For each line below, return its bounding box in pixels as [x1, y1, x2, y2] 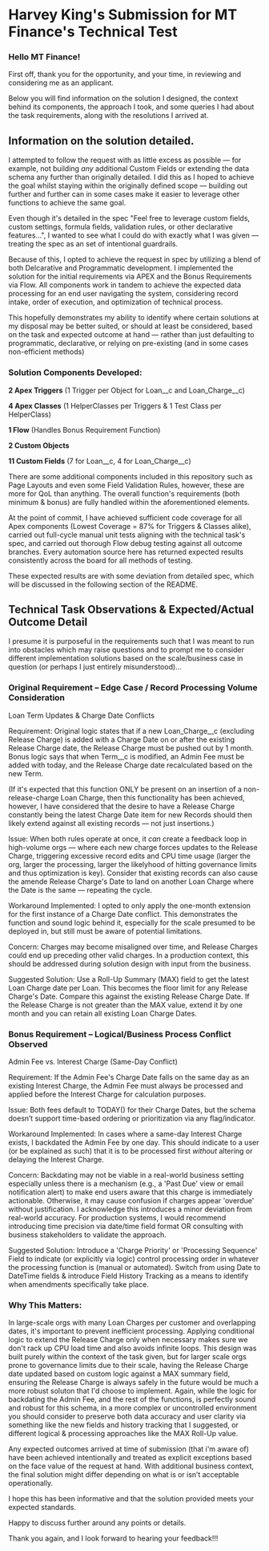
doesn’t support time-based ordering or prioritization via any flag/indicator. [8, 1113, 256, 1123]
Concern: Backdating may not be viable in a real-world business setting [8, 1170, 244, 1179]
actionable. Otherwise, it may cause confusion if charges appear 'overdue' [8, 1196, 255, 1205]
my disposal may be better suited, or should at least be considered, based [8, 321, 253, 331]
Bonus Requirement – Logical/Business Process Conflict [8, 1028, 231, 1040]
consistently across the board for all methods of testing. [8, 556, 193, 565]
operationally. [8, 1479, 54, 1488]
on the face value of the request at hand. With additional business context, [8, 1461, 255, 1471]
